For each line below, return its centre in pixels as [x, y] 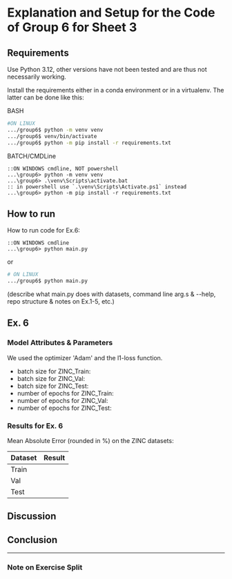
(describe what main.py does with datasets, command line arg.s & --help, [112, 294]
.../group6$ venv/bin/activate [52, 136]
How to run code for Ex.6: [44, 230]
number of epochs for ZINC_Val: [62, 400]
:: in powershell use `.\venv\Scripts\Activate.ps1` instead [97, 187]
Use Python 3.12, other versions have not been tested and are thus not [107, 69]
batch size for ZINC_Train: [54, 371]
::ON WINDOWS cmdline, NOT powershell [63, 168]
